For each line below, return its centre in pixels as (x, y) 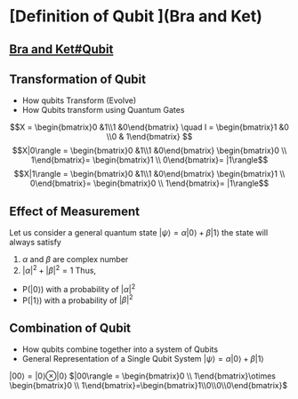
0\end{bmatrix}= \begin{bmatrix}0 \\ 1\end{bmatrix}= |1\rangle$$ (149, 183)
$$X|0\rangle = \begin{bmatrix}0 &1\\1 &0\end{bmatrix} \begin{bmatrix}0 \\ (149, 151)
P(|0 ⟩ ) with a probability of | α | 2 (79, 288)
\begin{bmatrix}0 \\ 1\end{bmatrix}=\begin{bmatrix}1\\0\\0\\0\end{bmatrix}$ (148, 385)
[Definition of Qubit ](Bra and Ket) (136, 16)
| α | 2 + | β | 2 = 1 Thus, (59, 270)
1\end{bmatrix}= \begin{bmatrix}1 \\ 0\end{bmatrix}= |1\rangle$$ (149, 160)
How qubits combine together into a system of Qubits (120, 349)
